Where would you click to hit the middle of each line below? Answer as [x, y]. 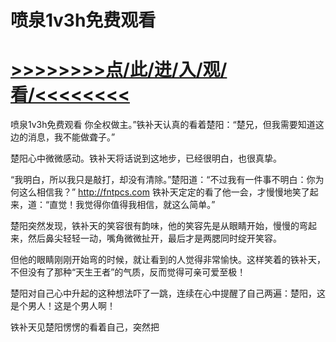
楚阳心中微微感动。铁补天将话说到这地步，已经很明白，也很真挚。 [146, 158]
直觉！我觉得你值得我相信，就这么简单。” [132, 205]
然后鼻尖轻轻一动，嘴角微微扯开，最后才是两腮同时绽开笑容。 [154, 238]
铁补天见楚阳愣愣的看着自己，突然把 [85, 327]
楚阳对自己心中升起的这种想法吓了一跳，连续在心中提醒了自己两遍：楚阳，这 [168, 293]
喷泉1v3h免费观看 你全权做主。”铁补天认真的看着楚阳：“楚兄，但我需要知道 [163, 125]
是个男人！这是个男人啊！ [63, 306]
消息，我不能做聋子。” [71, 137]
